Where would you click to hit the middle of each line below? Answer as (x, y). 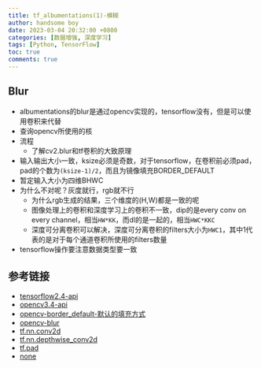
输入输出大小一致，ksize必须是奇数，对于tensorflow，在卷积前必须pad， (138, 160)
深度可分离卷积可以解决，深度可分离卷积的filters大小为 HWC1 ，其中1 (138, 229)
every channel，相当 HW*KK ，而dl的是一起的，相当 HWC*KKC (123, 219)
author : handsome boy (44, 23)
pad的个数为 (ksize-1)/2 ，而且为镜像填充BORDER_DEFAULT (117, 170)
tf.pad (29, 348)
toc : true (24, 52)
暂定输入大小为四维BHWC (61, 180)
